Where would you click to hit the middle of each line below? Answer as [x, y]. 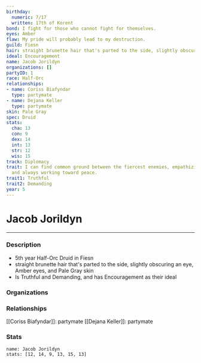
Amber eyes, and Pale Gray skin [54, 270]
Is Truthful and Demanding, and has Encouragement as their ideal [96, 277]
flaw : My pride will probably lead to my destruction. [76, 39]
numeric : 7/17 [29, 17]
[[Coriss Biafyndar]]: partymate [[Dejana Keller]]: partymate [80, 322]
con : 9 [20, 134]
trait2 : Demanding [29, 184]
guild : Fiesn [22, 45]
